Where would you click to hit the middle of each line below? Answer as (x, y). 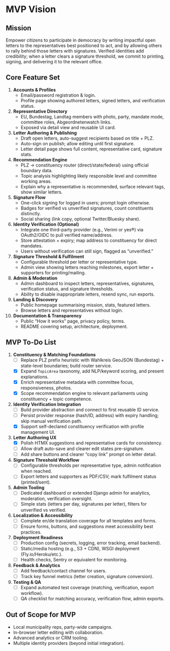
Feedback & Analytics (36, 565)
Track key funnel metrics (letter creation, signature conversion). (87, 576)
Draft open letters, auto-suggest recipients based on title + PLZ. (87, 138)
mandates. (32, 246)
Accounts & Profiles (34, 90)
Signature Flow (29, 197)
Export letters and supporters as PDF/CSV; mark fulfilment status (88, 476)
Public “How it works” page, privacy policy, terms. (73, 321)
